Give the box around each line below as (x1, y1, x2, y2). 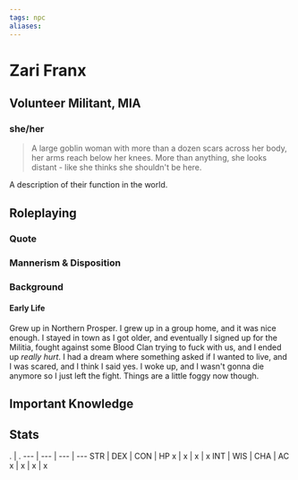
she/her (9, 123, 45, 135)
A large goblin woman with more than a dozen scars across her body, (30, 143, 288, 153)
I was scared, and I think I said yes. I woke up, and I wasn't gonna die (9, 361, 264, 371)
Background (9, 280, 64, 292)
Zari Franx (9, 60, 87, 81)
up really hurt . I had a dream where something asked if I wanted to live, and (9, 351, 288, 362)
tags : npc (9, 13, 47, 22)
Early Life (9, 302, 46, 314)
